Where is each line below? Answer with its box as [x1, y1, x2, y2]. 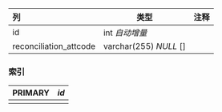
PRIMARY [12, 87, 50, 98]
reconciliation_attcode [12, 41, 96, 51]
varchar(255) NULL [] [103, 41, 186, 51]
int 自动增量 [103, 27, 147, 38]
